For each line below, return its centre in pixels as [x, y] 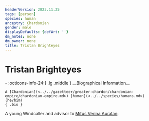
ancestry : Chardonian [27, 23]
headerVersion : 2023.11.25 [32, 9]
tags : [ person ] [20, 14]
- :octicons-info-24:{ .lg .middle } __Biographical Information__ [67, 83]
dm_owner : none [20, 41]
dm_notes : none [20, 37]
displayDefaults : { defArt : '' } [37, 32]
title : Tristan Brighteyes [32, 45]
